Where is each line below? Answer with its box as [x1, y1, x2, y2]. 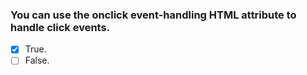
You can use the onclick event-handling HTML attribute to [10, 8, 297, 22]
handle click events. [10, 20, 111, 34]
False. [24, 54, 50, 67]
